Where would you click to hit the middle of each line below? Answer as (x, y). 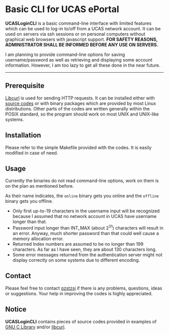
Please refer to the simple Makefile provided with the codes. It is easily (78, 147)
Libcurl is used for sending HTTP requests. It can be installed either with (80, 98)
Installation (23, 135)
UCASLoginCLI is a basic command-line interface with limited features (78, 23)
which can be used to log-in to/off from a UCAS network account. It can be (83, 28)
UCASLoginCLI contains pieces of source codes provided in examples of (81, 321)
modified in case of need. (32, 153)
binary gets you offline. (29, 201)
